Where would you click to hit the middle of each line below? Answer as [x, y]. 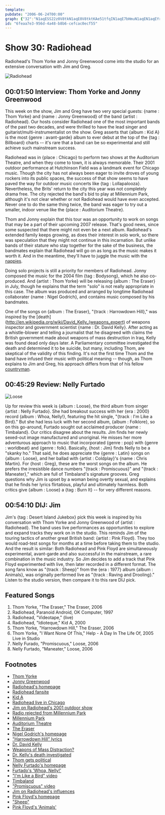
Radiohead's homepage [36, 687]
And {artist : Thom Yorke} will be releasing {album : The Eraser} [91, 281]
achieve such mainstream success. [41, 148]
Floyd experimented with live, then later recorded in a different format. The [81, 564]
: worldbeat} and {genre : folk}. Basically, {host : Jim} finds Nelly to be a [78, 448]
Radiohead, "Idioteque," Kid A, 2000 [49, 623]
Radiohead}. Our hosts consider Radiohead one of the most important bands [82, 122]
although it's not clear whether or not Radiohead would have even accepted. [82, 199]
